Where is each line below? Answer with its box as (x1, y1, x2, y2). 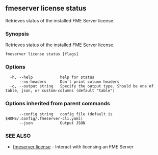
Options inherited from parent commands (5, 100, 111, 107)
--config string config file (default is (18, 111, 113, 116)
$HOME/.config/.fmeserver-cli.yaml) (5, 116, 83, 121)
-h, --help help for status (10, 75, 95, 80)
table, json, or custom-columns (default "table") (5, 88, 115, 94)
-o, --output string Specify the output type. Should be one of (10, 84, 154, 89)
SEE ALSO (5, 132, 31, 139)
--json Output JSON (18, 120, 86, 126)
